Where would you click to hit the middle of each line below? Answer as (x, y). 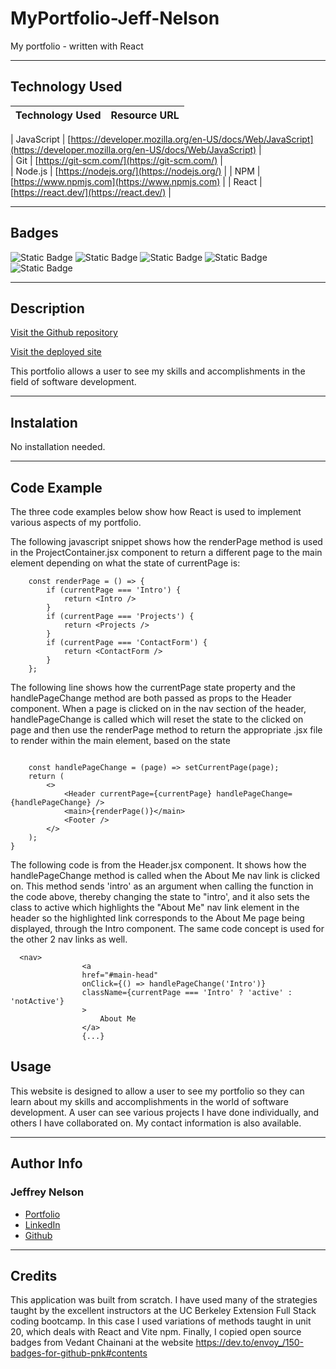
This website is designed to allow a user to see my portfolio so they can (157, 1091)
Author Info (46, 1163)
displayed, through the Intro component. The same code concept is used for (167, 928)
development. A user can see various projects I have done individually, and (165, 1112)
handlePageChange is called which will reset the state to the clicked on (157, 719)
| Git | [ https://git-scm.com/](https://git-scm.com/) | (116, 160)
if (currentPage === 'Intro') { (114, 590)
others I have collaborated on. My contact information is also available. (156, 1123)
